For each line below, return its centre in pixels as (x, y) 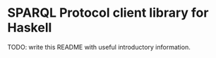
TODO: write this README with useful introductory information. (99, 47)
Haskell (30, 28)
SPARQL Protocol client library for (108, 13)
